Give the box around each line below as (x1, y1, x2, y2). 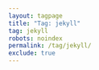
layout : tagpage (8, 11, 63, 20)
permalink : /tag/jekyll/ (8, 42, 92, 50)
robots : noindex (8, 34, 63, 43)
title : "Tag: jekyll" (8, 19, 81, 27)
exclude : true (8, 49, 56, 57)
